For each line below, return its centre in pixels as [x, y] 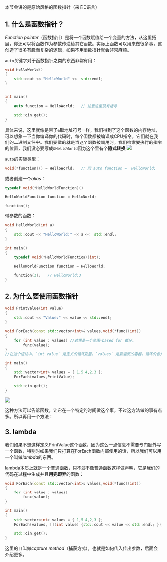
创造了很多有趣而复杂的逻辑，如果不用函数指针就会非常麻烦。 [68, 50]
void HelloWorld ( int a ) [30, 225]
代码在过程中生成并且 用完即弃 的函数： [44, 474]
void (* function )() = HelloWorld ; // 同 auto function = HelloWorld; [81, 168]
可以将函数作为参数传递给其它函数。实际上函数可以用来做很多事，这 [92, 43]
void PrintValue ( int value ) [34, 308]
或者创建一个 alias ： [25, 178]
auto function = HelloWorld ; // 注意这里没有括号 [66, 106]
